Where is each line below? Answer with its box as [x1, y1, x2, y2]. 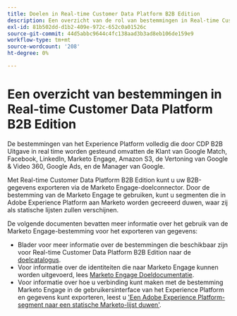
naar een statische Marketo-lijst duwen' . [44, 300, 162, 309]
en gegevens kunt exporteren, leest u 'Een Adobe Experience [17, 293, 196, 301]
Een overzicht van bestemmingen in [7, 86, 222, 102]
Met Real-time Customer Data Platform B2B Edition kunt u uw [7, 176, 186, 184]
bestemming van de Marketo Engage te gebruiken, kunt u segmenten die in [7, 190, 226, 199]
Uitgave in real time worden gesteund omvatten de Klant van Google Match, [7, 147, 228, 155]
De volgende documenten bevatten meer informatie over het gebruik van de [7, 219, 229, 228]
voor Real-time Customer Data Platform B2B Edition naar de [17, 248, 192, 256]
